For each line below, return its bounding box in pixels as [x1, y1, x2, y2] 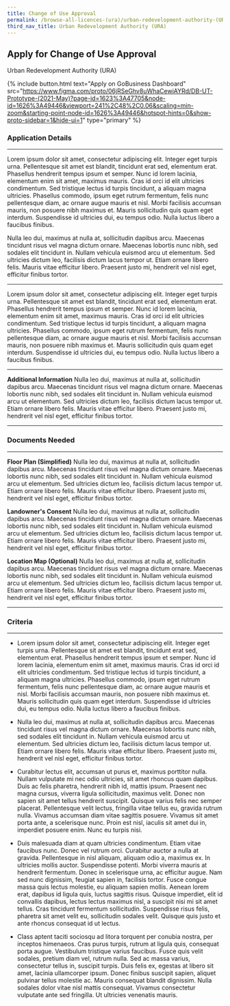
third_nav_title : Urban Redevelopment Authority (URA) [7, 23, 167, 29]
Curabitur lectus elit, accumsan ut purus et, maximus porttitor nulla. [16, 767, 207, 776]
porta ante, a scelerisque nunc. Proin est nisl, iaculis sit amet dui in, [16, 819, 207, 827]
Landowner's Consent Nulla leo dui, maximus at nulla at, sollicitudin [7, 507, 200, 515]
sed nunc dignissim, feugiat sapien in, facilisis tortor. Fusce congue [16, 876, 207, 884]
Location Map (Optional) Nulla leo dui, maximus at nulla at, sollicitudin [7, 557, 206, 565]
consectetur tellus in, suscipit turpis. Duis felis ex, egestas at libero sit [16, 961, 214, 970]
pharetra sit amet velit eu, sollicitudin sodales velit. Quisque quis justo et [16, 912, 221, 920]
